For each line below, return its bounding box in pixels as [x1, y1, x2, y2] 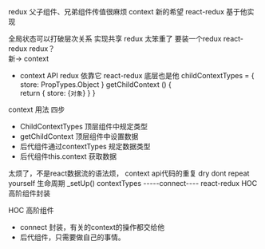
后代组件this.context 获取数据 [19, 152, 117, 161]
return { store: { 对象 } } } [19, 89, 96, 97]
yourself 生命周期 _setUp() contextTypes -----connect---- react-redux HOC [8, 179, 258, 188]
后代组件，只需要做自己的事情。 [19, 232, 125, 242]
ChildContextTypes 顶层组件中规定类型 [19, 122, 148, 131]
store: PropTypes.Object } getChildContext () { [19, 80, 172, 89]
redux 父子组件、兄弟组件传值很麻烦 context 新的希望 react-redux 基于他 [8, 7, 247, 16]
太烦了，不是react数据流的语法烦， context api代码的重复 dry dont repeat [8, 168, 250, 178]
